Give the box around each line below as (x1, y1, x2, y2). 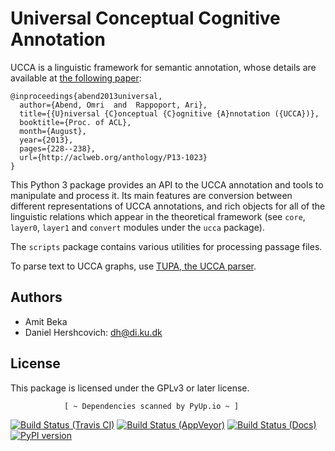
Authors (10, 289, 63, 306)
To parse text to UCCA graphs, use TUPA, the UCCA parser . (10, 260, 257, 272)
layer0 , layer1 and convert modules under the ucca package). (10, 221, 265, 233)
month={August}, (19, 126, 87, 136)
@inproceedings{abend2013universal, (10, 91, 163, 101)
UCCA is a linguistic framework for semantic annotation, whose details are (10, 61, 317, 73)
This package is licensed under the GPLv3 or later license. (10, 382, 250, 394)
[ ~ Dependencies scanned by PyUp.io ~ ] (63, 401, 240, 411)
